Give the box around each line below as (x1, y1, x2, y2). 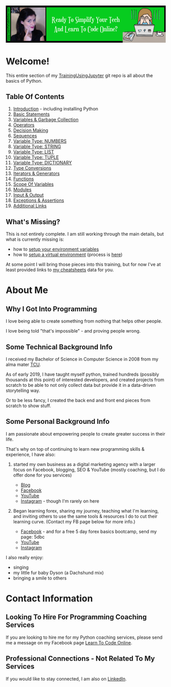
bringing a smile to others (13, 575, 67, 581)
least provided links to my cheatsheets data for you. (6, 267, 114, 273)
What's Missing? (6, 218, 60, 226)
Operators (13, 122, 35, 128)
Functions (13, 176, 35, 182)
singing (13, 564, 29, 570)
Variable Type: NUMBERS (13, 138, 67, 144)
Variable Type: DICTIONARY (13, 160, 73, 166)
